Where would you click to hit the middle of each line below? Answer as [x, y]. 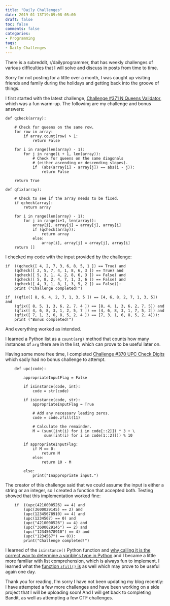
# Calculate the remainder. [62, 427]
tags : [11, 43]
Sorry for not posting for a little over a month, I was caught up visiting [78, 77]
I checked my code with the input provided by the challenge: [69, 257]
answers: [15, 109]
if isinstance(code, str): [52, 400]
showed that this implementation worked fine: [53, 496]
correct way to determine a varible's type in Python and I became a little [81, 555]
